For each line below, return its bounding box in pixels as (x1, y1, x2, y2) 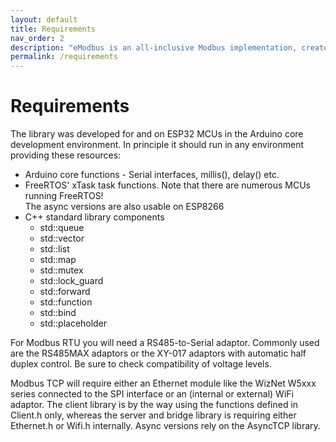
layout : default (10, 14, 78, 25)
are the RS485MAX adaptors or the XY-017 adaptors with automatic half (10, 347, 307, 360)
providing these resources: (10, 149, 122, 161)
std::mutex (39, 264, 84, 276)
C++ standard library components (24, 211, 165, 223)
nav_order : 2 (10, 33, 65, 43)
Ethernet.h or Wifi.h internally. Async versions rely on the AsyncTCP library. (10, 420, 321, 432)
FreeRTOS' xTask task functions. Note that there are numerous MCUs (24, 179, 311, 191)
